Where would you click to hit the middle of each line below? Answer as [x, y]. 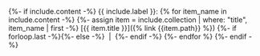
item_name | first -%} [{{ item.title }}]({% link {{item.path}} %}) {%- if [122, 28]
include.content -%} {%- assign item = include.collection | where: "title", [128, 20]
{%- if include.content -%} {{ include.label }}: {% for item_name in [118, 11]
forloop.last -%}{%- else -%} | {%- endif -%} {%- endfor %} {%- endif [128, 36]
